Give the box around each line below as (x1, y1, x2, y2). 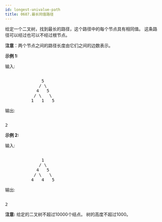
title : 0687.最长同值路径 (5, 12, 54, 17)
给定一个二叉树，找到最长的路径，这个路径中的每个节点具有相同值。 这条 (5, 26, 153, 32)
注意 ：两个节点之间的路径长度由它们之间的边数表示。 (5, 42, 113, 48)
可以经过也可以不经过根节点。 (9, 32, 70, 38)
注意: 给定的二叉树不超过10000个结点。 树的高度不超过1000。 (5, 211, 131, 217)
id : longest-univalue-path (5, 7, 61, 12)
